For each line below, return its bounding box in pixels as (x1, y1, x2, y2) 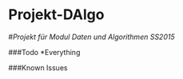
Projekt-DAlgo (8, 6, 105, 24)
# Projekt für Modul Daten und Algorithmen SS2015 (8, 32, 175, 41)
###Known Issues (8, 62, 68, 73)
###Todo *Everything (8, 47, 81, 57)
